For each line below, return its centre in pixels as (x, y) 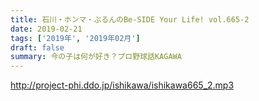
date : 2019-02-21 (46, 29)
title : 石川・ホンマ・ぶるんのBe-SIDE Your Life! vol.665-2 (130, 19)
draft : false (37, 47)
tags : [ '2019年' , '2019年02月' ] (75, 38)
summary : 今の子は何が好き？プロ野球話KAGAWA (96, 57)
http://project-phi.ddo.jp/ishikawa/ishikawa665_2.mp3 (122, 85)
